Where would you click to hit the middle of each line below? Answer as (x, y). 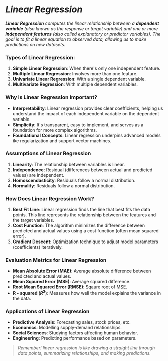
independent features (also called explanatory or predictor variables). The (83, 34)
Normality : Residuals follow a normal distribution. (64, 186)
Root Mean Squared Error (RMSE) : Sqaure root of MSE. (70, 287)
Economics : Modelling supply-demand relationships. (67, 328)
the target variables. (33, 220)
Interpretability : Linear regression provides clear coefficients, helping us (88, 108)
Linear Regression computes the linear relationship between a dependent (82, 23)
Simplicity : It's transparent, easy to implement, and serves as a (78, 125)
